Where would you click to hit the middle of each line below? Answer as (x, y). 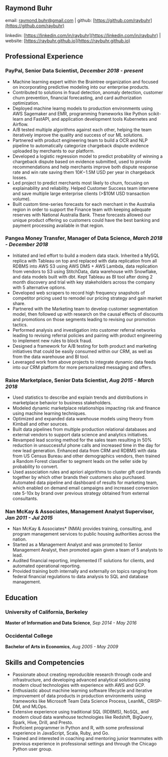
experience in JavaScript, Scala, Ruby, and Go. (61, 733)
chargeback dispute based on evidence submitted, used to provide (82, 161)
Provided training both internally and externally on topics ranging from (85, 571)
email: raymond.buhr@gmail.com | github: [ (50, 20)
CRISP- (154, 701)
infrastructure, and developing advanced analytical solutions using (81, 680)
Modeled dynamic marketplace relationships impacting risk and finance (86, 408)
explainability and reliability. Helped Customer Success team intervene (85, 188)
